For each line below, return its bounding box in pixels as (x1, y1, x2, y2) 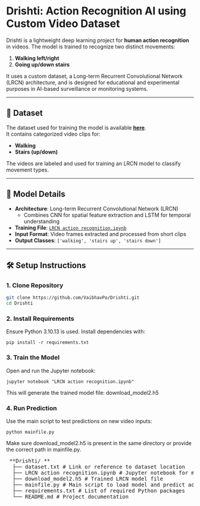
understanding (23, 217, 60, 225)
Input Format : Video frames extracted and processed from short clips (14, 230, 186, 237)
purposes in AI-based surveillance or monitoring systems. (6, 85, 148, 92)
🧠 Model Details (6, 189, 65, 200)
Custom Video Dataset (6, 17, 120, 30)
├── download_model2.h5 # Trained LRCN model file (12, 475, 164, 482)
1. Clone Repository (6, 281, 64, 289)
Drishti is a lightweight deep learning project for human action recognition (6, 36, 189, 44)
